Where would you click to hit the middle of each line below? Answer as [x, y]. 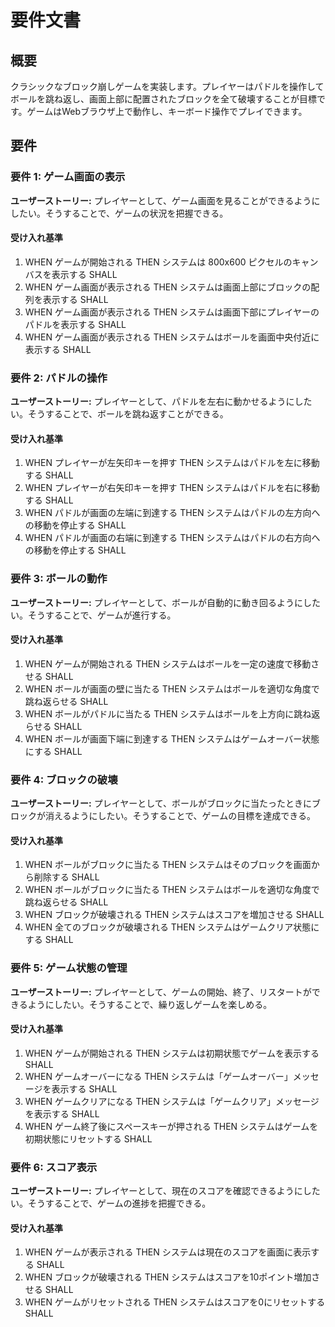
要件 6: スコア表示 [54, 1167]
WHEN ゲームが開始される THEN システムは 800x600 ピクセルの [158, 262]
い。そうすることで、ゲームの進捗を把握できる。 [111, 1203]
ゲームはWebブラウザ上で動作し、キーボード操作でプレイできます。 [167, 111]
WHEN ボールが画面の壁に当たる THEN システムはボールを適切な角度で [172, 688]
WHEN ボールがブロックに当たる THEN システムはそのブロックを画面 [168, 865]
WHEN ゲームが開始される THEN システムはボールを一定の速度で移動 [168, 663]
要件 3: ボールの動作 [59, 579]
